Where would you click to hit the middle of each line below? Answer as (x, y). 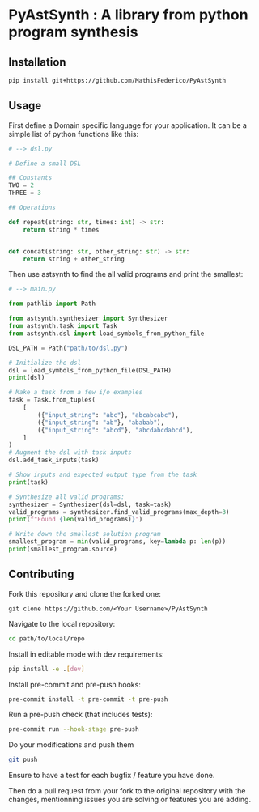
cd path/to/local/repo (47, 638)
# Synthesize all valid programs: (67, 497)
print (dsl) (27, 378)
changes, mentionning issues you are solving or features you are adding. (130, 800)
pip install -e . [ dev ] (47, 669)
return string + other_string (74, 259)
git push (23, 760)
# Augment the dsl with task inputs (70, 453)
